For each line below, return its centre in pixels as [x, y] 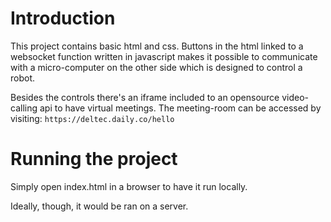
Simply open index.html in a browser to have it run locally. [129, 186]
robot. [23, 78]
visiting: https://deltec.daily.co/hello [92, 118]
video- [295, 97]
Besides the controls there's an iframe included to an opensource [145, 97]
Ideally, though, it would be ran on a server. [99, 206]
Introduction [63, 18]
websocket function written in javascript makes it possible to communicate [164, 56]
